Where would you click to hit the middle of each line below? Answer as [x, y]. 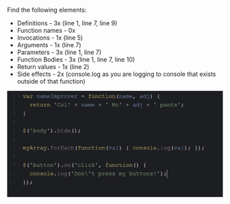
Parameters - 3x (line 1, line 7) [59, 52]
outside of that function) [51, 81]
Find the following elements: [47, 10]
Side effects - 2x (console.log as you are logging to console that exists [116, 74]
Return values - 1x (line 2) [53, 67]
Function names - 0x [46, 30]
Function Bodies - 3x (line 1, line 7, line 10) [76, 60]
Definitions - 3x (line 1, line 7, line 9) [67, 23]
